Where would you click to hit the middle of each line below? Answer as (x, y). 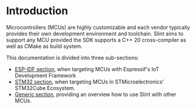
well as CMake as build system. (44, 46)
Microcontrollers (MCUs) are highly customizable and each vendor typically (98, 27)
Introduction (37, 11)
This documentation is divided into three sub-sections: (73, 57)
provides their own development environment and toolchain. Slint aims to (95, 33)
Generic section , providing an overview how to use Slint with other (95, 94)
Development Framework (45, 75)
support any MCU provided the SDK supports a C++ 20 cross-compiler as (96, 40)
